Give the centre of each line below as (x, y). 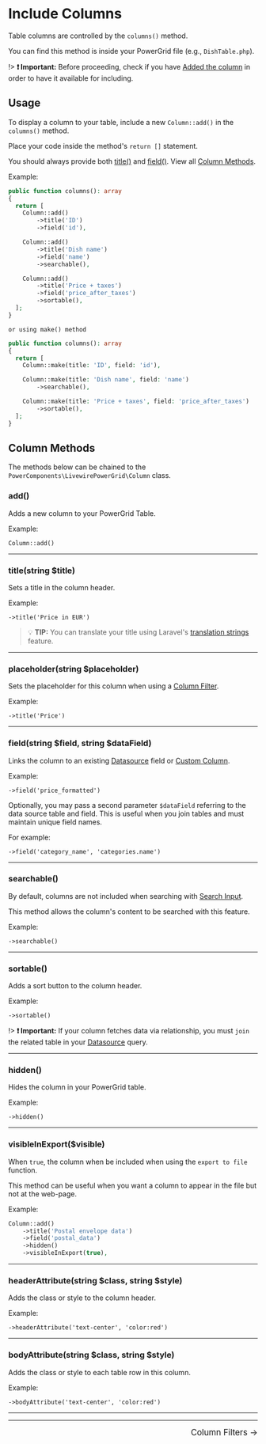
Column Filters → (224, 1432)
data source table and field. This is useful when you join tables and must (126, 813)
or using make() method (47, 329)
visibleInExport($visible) (57, 1144)
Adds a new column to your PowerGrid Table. (82, 513)
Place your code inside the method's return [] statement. (103, 146)
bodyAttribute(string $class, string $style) (91, 1355)
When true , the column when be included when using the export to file (128, 1162)
